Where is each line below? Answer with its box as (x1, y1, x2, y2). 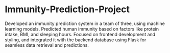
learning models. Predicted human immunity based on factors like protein (5, 25, 159, 32)
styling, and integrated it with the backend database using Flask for (5, 37, 147, 43)
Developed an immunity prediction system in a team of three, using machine (5, 20, 165, 26)
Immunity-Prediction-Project (5, 4, 130, 15)
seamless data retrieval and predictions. (5, 42, 89, 48)
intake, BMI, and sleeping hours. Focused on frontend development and (5, 31, 156, 37)
